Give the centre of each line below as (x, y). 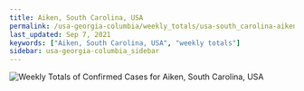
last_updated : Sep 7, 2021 (60, 34)
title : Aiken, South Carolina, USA (76, 18)
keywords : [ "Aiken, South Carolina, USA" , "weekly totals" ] (125, 43)
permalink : (30, 26)
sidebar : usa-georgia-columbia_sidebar (85, 51)
